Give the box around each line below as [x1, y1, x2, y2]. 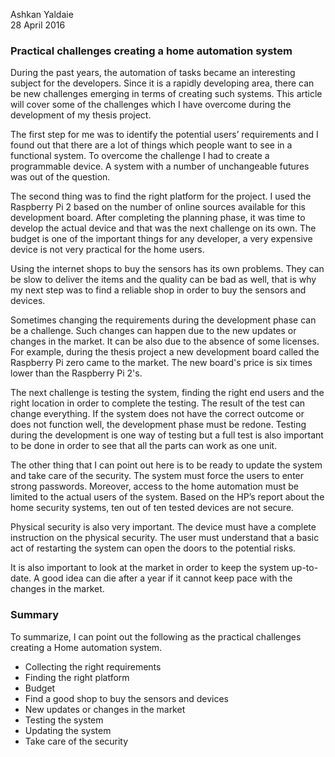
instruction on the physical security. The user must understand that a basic [10, 532, 320, 544]
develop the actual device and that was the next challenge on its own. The [10, 222, 317, 234]
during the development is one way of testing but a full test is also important [10, 429, 324, 441]
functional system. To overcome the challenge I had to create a [10, 150, 270, 162]
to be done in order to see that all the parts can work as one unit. [10, 440, 278, 452]
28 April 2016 [10, 19, 66, 31]
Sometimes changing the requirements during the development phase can [10, 314, 317, 326]
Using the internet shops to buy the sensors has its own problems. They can [10, 263, 325, 275]
